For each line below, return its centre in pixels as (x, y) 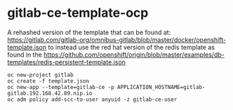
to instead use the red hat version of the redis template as (132, 47)
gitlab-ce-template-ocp (78, 13)
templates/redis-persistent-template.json (67, 62)
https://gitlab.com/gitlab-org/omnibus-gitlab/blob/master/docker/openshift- (117, 39)
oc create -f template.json (48, 81)
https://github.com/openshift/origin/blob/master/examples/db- (134, 55)
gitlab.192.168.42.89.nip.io (50, 93)
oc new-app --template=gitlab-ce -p (61, 87)
